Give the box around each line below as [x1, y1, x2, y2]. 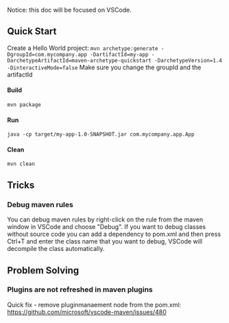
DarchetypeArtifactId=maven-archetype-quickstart [7, 57, 152, 64]
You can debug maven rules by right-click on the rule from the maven [7, 215, 204, 224]
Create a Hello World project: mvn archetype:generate [7, 44, 158, 52]
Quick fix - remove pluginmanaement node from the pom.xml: [7, 300, 182, 309]
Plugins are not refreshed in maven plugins [7, 285, 153, 294]
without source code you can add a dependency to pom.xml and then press [7, 230, 221, 239]
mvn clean [7, 160, 36, 167]
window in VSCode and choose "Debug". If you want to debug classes [7, 223, 206, 231]
